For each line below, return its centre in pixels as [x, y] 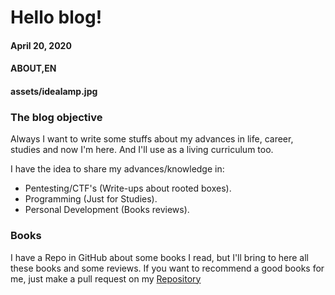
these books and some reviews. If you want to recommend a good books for [167, 268]
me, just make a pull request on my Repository [106, 278]
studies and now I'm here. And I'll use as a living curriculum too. [142, 150]
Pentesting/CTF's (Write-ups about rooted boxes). [128, 188]
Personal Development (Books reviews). [107, 210]
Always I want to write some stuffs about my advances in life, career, [152, 139]
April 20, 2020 [41, 45]
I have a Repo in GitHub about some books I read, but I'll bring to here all [159, 257]
